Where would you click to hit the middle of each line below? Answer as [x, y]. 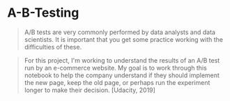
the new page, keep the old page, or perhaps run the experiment [117, 82]
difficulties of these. [53, 47]
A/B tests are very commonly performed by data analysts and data [120, 32]
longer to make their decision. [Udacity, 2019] [90, 90]
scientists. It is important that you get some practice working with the [124, 39]
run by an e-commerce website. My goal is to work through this [115, 68]
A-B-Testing [43, 13]
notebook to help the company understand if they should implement [122, 75]
